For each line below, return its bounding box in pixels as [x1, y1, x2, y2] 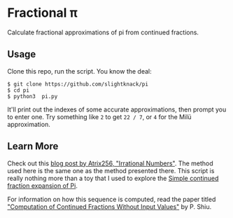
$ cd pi [7, 86, 30, 94]
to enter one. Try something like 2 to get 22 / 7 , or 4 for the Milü [7, 112, 192, 121]
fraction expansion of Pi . [7, 181, 78, 190]
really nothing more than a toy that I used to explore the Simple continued [7, 174, 219, 182]
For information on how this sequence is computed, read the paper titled [7, 195, 216, 203]
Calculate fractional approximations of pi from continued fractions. [7, 28, 199, 36]
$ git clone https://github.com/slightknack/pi [7, 81, 149, 88]
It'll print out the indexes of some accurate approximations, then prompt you [7, 105, 227, 114]
